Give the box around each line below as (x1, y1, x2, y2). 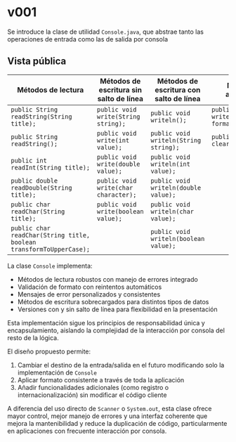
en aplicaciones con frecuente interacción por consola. (7, 427, 167, 435)
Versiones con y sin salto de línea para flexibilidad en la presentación (17, 305, 218, 313)
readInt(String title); (11, 163, 91, 171)
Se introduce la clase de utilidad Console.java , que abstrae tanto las (7, 27, 204, 36)
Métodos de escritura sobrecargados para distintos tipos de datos (17, 297, 209, 306)
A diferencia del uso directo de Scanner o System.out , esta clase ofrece (7, 404, 212, 412)
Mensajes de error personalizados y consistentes (17, 290, 161, 299)
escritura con (154, 85, 201, 95)
